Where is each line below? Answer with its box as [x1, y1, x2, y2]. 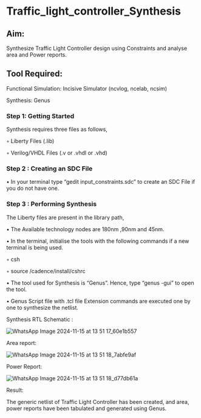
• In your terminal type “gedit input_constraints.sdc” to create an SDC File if [6, 178, 196, 186]
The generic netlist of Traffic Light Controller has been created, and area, [6, 398, 189, 405]
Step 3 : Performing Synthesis [6, 200, 97, 208]
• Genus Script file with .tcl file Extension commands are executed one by [6, 297, 191, 305]
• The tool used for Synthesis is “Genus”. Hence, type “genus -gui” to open [6, 279, 194, 287]
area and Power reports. [6, 51, 67, 58]
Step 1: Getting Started [6, 111, 75, 120]
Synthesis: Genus [6, 96, 50, 104]
